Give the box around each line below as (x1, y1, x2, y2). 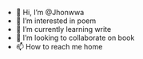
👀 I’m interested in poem (15, 16, 97, 26)
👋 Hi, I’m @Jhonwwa (15, 8, 85, 17)
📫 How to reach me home (15, 42, 103, 51)
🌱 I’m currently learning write (15, 25, 112, 33)
